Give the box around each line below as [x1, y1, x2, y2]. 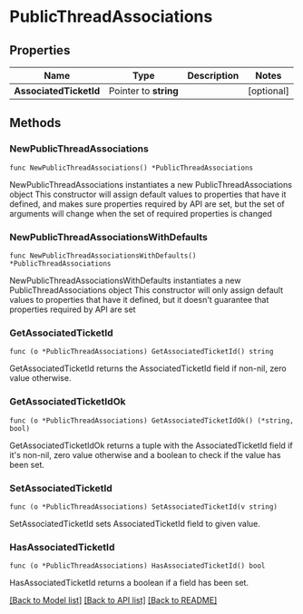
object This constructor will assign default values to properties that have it [9, 189, 287, 200]
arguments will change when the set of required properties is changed [9, 208, 272, 219]
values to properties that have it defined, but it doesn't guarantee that [9, 294, 269, 305]
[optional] [248, 84, 290, 97]
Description [187, 70, 239, 82]
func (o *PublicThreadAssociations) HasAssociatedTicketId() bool [9, 561, 266, 570]
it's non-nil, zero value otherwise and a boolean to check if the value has [9, 449, 281, 460]
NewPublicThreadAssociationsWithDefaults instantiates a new [9, 275, 241, 286]
